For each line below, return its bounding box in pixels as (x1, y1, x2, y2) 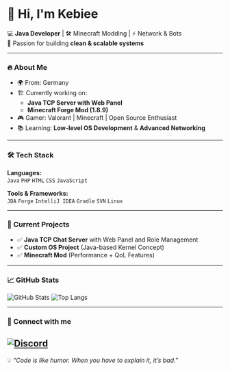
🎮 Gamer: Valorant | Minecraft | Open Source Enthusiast (16, 114, 177, 122)
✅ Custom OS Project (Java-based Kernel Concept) (16, 243, 164, 251)
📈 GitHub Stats (7, 275, 60, 285)
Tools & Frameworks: (7, 189, 68, 197)
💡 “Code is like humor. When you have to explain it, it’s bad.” (7, 356, 179, 364)
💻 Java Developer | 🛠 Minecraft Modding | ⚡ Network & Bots (7, 29, 182, 37)
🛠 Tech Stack (7, 151, 54, 160)
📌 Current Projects (7, 220, 70, 229)
